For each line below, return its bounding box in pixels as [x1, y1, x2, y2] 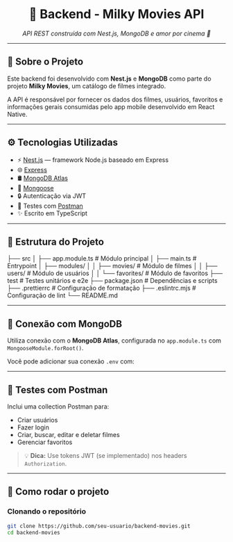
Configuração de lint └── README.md [7, 291, 118, 299]
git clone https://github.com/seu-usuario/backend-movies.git [7, 523, 191, 529]
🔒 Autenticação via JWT [17, 191, 87, 200]
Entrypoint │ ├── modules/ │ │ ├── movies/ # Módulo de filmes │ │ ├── [7, 262, 218, 270]
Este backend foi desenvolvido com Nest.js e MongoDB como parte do [7, 74, 212, 83]
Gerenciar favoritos [17, 438, 73, 446]
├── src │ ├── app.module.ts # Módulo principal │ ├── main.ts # [7, 254, 197, 263]
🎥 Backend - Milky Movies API [28, 6, 205, 22]
